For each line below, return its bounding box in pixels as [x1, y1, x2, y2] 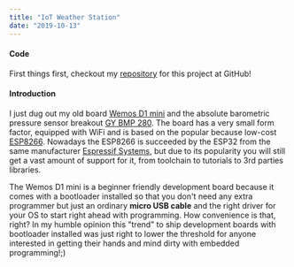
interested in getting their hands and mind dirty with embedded [9, 238, 240, 248]
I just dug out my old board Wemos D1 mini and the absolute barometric [9, 108, 270, 118]
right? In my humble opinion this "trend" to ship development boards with [9, 218, 276, 230]
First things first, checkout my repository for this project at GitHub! [9, 68, 252, 79]
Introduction [9, 88, 56, 99]
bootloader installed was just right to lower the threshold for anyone [9, 228, 257, 239]
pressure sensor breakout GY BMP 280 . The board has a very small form [9, 117, 275, 128]
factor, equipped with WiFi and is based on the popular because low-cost [9, 126, 277, 137]
